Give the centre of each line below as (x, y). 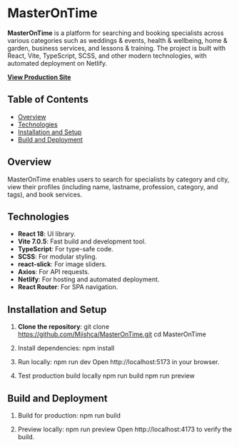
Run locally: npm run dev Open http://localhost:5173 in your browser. (118, 362)
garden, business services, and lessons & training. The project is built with (117, 48)
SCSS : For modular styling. (57, 257)
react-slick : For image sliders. (62, 264)
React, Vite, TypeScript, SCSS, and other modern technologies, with (107, 56)
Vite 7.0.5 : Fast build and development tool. (82, 241)
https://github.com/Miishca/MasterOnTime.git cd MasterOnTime (112, 334)
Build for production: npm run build (69, 415)
